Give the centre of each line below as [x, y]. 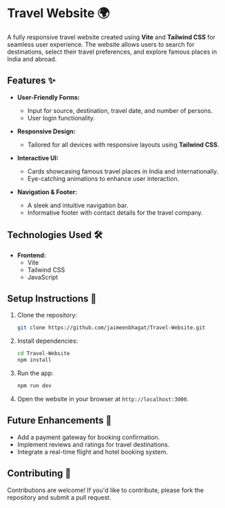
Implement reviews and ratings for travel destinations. [93, 444]
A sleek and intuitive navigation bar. [78, 205]
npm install [34, 360]
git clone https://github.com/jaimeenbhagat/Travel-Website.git [111, 328]
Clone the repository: [47, 315]
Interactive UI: [38, 158]
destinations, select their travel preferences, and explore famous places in [112, 52]
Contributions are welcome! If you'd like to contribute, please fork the [106, 490]
